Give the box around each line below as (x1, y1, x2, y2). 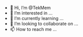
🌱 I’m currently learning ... (10, 15, 64, 21)
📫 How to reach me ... (10, 26, 57, 32)
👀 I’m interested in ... (10, 10, 53, 16)
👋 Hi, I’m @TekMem (10, 5, 51, 10)
